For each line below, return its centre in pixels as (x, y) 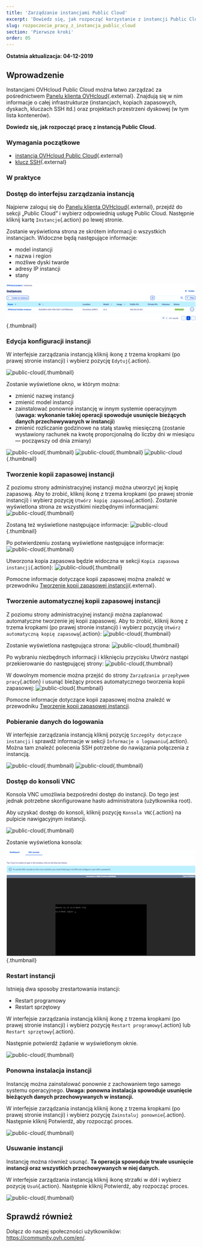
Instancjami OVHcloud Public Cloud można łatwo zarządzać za (84, 89)
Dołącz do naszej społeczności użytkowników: (64, 1231)
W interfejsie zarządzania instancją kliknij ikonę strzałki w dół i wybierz (94, 1179)
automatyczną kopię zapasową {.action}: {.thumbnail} (89, 633)
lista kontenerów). (29, 115)
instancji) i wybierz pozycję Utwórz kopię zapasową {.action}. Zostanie (92, 500)
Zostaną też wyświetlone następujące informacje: (68, 525)
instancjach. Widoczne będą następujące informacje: (72, 238)
